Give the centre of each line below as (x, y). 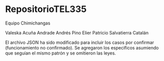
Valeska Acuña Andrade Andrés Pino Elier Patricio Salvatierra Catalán (77, 32)
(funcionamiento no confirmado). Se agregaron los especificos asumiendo (82, 47)
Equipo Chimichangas (28, 23)
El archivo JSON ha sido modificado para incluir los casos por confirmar (80, 42)
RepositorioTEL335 (46, 9)
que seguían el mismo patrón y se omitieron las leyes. (61, 53)
